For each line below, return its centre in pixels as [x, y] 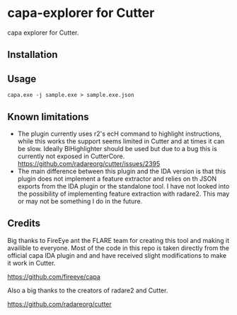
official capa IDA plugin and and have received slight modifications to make [117, 255]
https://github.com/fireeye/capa [54, 276]
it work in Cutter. [31, 263]
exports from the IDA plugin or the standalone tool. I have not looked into [123, 186]
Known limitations [48, 117]
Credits [24, 224]
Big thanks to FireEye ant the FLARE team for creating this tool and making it [118, 240]
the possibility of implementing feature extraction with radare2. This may [123, 194]
